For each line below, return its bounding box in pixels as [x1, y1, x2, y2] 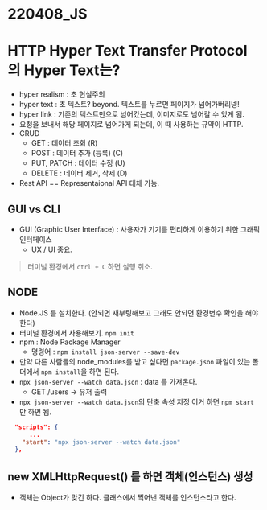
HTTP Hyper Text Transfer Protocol [7, 42, 248, 60]
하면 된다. [88, 367, 120, 376]
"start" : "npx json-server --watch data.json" [22, 438, 181, 446]
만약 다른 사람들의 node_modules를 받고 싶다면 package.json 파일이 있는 [18, 356, 251, 366]
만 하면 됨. [18, 407, 52, 417]
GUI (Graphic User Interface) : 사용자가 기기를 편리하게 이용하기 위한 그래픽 [18, 224, 261, 234]
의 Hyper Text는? [7, 61, 121, 80]
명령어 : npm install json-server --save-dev [31, 347, 180, 356]
